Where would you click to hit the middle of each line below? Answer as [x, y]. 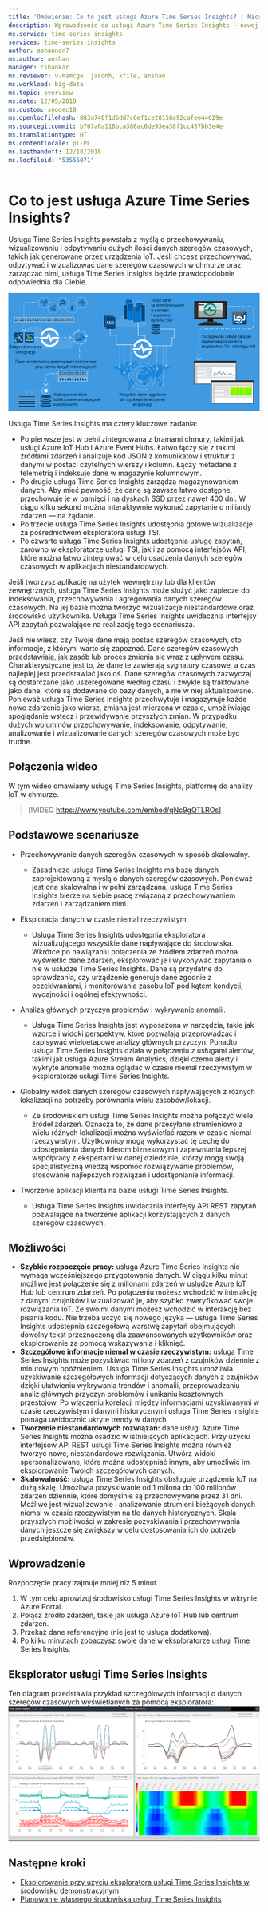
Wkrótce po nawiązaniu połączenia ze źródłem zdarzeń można [134, 951]
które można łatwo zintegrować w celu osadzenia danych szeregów [131, 558]
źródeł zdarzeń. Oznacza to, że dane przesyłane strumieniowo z [137, 1124]
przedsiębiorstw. [47, 1538]
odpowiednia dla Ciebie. [48, 282]
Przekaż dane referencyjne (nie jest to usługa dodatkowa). [116, 1632]
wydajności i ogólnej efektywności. [89, 994]
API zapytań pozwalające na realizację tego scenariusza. [102, 625]
